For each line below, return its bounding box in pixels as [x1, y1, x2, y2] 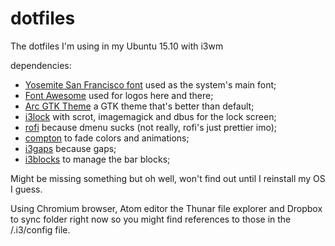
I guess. [10, 183, 43, 195]
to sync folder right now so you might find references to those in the [10, 213, 292, 225]
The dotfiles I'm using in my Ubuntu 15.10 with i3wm [10, 40, 224, 52]
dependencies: [10, 59, 72, 71]
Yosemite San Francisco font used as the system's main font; [24, 78, 277, 91]
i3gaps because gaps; [24, 142, 117, 154]
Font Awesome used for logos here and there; [24, 89, 214, 101]
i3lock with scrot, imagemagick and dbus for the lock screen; [24, 110, 277, 122]
